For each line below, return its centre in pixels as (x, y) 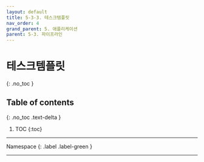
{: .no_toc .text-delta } (34, 117)
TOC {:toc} (29, 129)
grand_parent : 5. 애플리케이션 (42, 29)
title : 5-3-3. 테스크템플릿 (38, 18)
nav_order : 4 (23, 23)
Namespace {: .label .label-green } (49, 146)
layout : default (27, 12)
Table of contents (40, 103)
